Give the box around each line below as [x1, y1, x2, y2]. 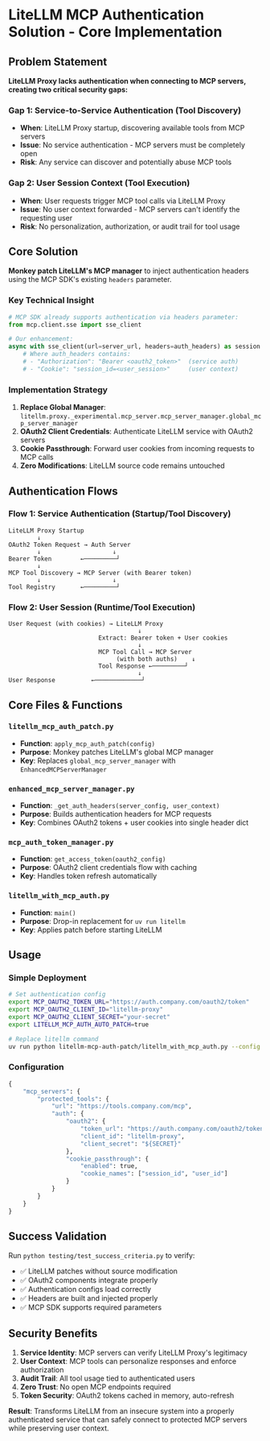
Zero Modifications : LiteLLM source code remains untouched [19, 461, 225, 470]
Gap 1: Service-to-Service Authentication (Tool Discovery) [8, 105, 242, 116]
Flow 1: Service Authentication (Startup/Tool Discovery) [8, 508, 231, 520]
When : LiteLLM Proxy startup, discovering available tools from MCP [19, 123, 245, 133]
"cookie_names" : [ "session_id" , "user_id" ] [80, 1170, 228, 1178]
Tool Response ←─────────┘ [97, 662, 189, 670]
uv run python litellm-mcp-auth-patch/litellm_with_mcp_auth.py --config [8, 1042, 261, 1050]
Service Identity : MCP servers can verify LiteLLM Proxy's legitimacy [19, 1348, 247, 1358]
